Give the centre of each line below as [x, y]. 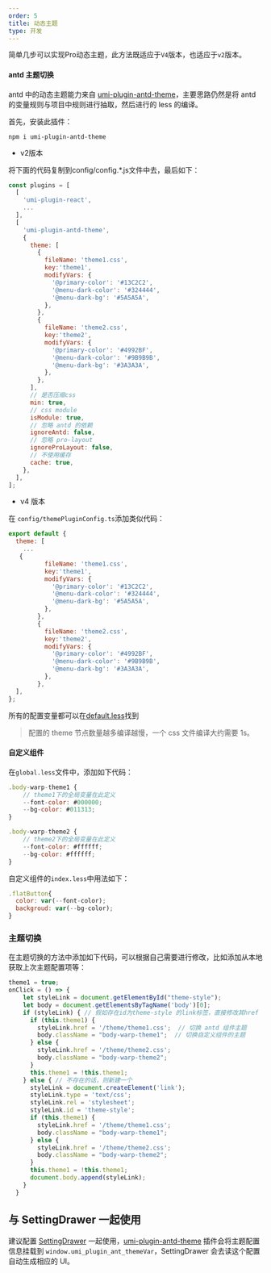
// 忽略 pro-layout [61, 440]
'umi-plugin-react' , [57, 200]
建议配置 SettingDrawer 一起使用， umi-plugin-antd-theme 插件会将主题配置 [134, 1241]
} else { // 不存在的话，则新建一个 [78, 1080]
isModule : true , [57, 417]
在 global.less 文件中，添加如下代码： [71, 772]
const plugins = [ [39, 185]
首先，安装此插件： [40, 121]
